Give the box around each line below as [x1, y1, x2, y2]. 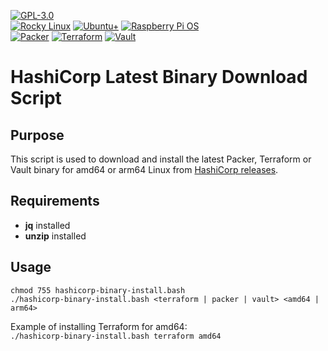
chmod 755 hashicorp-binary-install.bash [10, 285, 186, 295]
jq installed [24, 219, 71, 231]
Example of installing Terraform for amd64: [10, 320, 188, 332]
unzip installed [24, 230, 87, 242]
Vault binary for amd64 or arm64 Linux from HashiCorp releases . [10, 164, 279, 175]
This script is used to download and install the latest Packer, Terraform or [10, 153, 312, 165]
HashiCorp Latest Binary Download [10, 66, 308, 89]
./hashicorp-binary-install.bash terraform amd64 [10, 331, 222, 341]
